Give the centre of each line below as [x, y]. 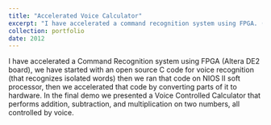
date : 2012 [27, 38]
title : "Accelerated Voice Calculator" [75, 16]
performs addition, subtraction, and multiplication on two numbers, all [124, 104]
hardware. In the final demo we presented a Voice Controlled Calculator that [134, 96]
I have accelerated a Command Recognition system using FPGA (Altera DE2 [134, 61]
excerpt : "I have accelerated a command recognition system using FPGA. [133, 23]
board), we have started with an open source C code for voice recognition [131, 70]
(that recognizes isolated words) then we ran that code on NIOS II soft [124, 78]
